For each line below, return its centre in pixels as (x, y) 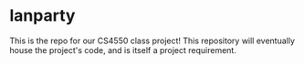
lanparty (42, 16)
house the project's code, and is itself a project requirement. (123, 50)
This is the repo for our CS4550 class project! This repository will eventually (152, 41)
